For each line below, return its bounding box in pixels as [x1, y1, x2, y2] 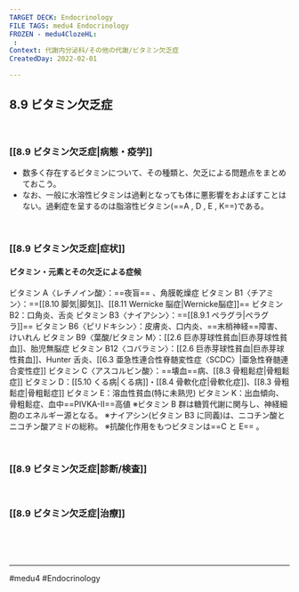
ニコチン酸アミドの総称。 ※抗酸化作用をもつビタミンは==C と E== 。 [9, 421, 264, 432]
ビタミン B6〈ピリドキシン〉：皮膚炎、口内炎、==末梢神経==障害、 [35, 321, 283, 332]
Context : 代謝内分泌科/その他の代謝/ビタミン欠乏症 [9, 46, 180, 55]
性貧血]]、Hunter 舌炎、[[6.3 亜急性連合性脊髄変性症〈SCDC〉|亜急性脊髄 [9, 354, 281, 365]
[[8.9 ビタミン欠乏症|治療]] [9, 507, 126, 520]
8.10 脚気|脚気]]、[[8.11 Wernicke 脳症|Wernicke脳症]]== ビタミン [44, 299, 284, 310]
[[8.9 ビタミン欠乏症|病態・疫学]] [9, 145, 153, 158]
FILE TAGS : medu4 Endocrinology [9, 21, 129, 30]
